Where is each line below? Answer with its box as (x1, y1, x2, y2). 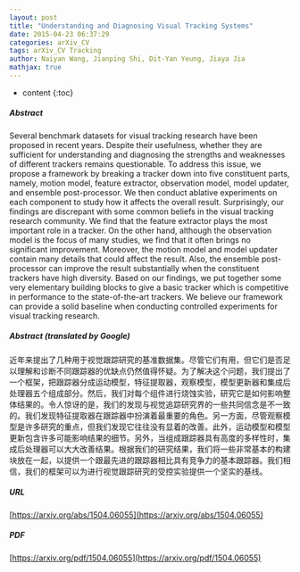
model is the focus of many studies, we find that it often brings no (9, 234, 252, 245)
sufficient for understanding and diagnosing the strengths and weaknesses (9, 149, 286, 160)
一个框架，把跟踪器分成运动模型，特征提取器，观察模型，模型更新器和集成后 (9, 377, 291, 387)
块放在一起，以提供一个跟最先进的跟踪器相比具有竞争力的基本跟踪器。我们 (9, 454, 283, 465)
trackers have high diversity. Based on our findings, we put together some (9, 272, 282, 283)
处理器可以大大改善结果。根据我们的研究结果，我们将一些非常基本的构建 (24, 444, 291, 454)
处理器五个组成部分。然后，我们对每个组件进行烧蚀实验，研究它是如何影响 (9, 387, 283, 398)
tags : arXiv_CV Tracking (9, 46, 102, 55)
